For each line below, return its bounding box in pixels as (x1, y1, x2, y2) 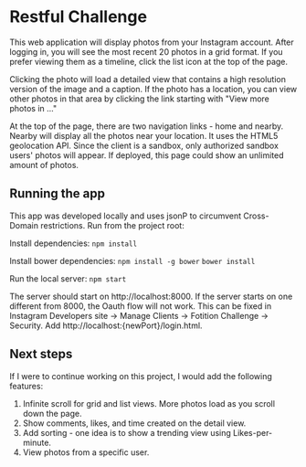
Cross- (243, 210, 269, 221)
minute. (22, 437, 52, 448)
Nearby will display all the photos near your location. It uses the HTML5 (9, 130, 279, 141)
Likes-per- (232, 427, 273, 438)
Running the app (9, 186, 105, 202)
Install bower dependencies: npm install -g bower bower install (9, 255, 256, 266)
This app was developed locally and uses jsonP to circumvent (9, 210, 242, 221)
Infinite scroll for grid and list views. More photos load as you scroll (22, 398, 276, 409)
